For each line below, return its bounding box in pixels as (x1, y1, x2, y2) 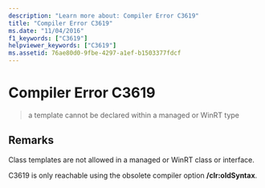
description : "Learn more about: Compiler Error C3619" (8, 11, 199, 20)
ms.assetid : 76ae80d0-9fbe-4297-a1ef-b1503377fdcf (8, 49, 181, 57)
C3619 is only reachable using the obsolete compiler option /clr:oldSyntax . (8, 170, 258, 180)
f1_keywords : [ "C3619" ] (8, 34, 88, 43)
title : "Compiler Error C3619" (8, 19, 113, 27)
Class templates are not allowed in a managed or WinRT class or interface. (8, 154, 255, 165)
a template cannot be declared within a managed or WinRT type (27, 110, 239, 120)
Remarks (8, 133, 55, 147)
